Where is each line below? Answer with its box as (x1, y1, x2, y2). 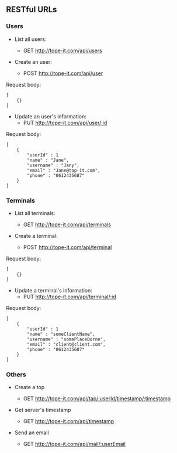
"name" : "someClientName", (27, 331, 95, 337)
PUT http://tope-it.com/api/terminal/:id (23, 293, 116, 300)
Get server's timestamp (14, 407, 71, 414)
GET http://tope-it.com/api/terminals (23, 221, 111, 228)
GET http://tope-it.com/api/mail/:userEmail (23, 441, 126, 448)
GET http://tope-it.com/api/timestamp (23, 418, 114, 425)
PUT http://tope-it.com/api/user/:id (23, 119, 107, 126)
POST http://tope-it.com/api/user (23, 70, 103, 77)
